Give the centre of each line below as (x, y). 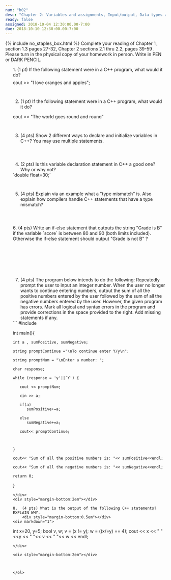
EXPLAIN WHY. (26, 513)
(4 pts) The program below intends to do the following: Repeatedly (90, 280)
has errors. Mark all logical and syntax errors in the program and (88, 307)
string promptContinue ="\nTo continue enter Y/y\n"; (71, 351)
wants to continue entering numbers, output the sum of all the (85, 291)
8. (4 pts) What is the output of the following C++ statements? (84, 508)
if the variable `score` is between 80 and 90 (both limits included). (82, 233)
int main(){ (23, 333)
